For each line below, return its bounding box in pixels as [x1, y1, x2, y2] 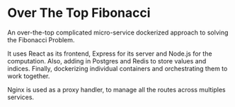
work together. [7, 72, 50, 80]
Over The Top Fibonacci [7, 5, 151, 21]
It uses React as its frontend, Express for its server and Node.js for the [7, 49, 212, 58]
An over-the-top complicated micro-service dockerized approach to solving [7, 28, 229, 37]
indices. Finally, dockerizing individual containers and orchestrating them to [7, 64, 228, 73]
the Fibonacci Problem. [7, 35, 75, 44]
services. [7, 93, 34, 101]
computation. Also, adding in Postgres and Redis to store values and [7, 56, 207, 65]
